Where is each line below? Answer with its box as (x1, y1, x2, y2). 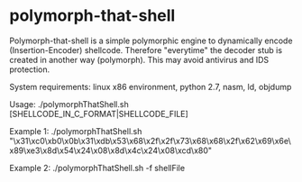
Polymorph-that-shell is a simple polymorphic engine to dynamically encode (9, 35, 293, 46)
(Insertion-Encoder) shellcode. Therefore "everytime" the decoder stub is (9, 44, 282, 55)
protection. (9, 64, 50, 75)
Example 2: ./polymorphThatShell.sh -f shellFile (9, 162, 186, 173)
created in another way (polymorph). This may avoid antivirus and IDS (9, 54, 270, 65)
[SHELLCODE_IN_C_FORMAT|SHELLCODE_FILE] (9, 108, 189, 119)
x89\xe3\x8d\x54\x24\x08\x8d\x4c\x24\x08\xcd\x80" (9, 145, 213, 156)
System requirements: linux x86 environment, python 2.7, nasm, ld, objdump (9, 81, 292, 92)
